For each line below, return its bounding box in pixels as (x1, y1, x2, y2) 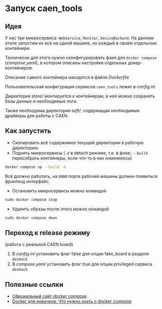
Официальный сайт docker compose (12, 294, 87, 299)
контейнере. (5, 46, 31, 51)
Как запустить (5, 127, 51, 135)
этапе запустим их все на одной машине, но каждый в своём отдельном (5, 40, 157, 46)
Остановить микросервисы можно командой (12, 187, 107, 194)
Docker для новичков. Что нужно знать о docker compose (12, 298, 132, 304)
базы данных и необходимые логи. (5, 98, 78, 104)
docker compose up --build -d (5, 164, 66, 170)
